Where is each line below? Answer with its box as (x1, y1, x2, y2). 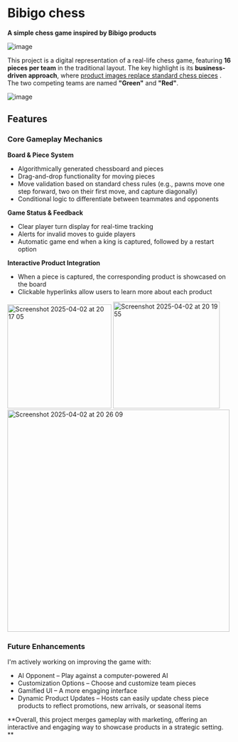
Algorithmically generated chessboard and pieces (17, 164, 164, 173)
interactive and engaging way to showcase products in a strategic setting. (7, 723, 224, 731)
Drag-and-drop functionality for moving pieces (17, 172, 155, 181)
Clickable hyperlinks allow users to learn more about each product (17, 287, 212, 296)
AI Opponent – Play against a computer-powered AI (17, 671, 168, 679)
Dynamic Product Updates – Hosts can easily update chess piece (17, 694, 210, 702)
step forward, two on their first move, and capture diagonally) (17, 187, 198, 195)
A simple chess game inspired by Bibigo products (7, 28, 157, 37)
